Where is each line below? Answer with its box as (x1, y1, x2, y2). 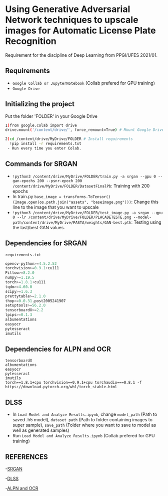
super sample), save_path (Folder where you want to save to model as (12, 422, 156, 428)
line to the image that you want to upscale (12, 204, 99, 210)
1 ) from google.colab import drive (5, 123, 77, 128)
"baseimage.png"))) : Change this (90, 199, 159, 205)
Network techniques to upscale (5, 14, 138, 26)
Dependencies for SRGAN (5, 239, 87, 248)
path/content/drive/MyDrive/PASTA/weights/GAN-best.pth (12, 220, 131, 225)
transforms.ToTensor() (63, 194, 111, 199)
